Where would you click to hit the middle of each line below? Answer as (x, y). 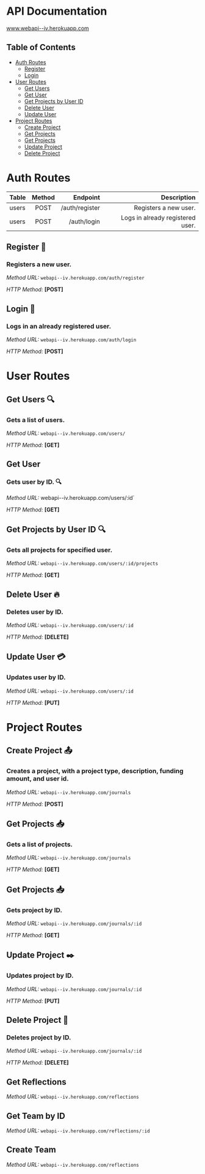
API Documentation (57, 11)
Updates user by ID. (36, 677)
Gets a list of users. (36, 420)
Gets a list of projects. (40, 844)
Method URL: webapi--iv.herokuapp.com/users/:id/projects (82, 563)
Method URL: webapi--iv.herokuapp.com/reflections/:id (78, 1131)
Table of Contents (41, 47)
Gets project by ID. (34, 910)
